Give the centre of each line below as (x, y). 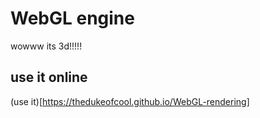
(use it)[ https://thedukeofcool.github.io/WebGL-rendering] (130, 101)
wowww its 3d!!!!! (46, 46)
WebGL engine (72, 18)
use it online (49, 77)
